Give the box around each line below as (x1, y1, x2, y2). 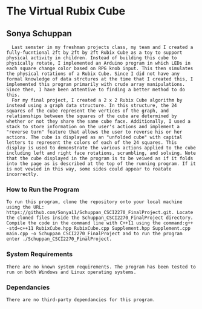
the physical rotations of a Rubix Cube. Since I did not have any (6, 71, 180, 77)
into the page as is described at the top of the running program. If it (6, 161, 197, 167)
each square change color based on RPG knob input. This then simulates (6, 65, 194, 71)
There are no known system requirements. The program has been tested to (6, 264, 197, 270)
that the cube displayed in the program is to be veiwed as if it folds (6, 155, 194, 161)
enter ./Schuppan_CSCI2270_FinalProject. (6, 236, 112, 242)
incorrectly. (6, 171, 39, 177)
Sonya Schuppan (6, 28, 73, 39)
